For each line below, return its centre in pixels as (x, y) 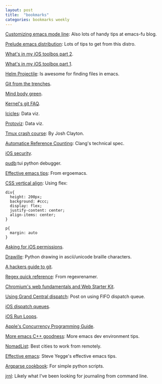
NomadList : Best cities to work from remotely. (53, 346)
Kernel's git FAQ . (23, 104)
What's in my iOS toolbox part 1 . (39, 64)
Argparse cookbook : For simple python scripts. (55, 366)
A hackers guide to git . (29, 267)
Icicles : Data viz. (22, 114)
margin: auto (24, 233)
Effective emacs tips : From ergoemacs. (47, 173)
